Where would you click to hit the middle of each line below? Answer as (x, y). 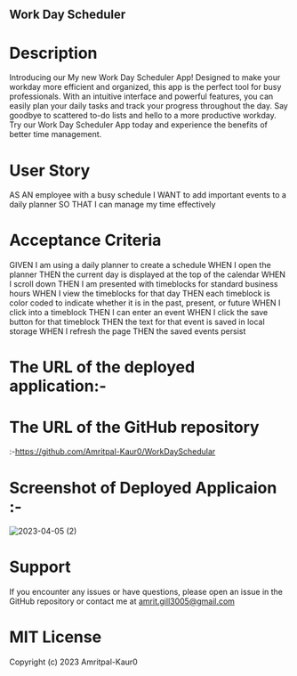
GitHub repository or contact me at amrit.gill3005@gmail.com (122, 601)
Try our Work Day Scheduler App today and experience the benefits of (139, 125)
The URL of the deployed (102, 367)
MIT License (56, 637)
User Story (50, 171)
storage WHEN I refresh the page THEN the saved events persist (128, 331)
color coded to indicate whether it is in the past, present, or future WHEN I (145, 303)
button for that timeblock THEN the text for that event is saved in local (137, 322)
